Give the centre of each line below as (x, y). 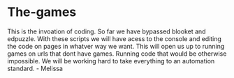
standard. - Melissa (35, 68)
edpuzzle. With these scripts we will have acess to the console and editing (115, 38)
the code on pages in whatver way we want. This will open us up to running (116, 46)
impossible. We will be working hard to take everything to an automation (111, 61)
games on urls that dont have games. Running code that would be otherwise (117, 54)
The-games (42, 12)
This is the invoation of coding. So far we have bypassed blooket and (107, 31)
